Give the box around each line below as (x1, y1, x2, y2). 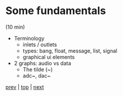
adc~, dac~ (22, 72, 51, 79)
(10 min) (5, 23, 25, 30)
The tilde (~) (22, 66, 53, 73)
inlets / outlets (22, 41, 57, 48)
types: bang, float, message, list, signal (22, 47, 118, 54)
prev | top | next (5, 83, 45, 90)
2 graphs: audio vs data (13, 60, 71, 67)
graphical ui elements (22, 53, 75, 60)
